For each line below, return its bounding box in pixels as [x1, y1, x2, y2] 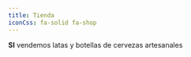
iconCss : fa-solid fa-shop [8, 19, 97, 27]
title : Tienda [8, 11, 55, 20]
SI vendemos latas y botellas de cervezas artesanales [8, 40, 183, 49]
